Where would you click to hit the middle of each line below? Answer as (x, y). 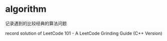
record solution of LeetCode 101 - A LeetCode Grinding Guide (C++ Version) (84, 33)
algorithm (26, 9)
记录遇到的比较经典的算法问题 (36, 23)
